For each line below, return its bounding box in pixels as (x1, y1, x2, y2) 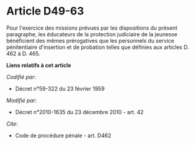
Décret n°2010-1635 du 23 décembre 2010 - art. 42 (15, 108, 144, 115)
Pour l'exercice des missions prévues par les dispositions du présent (6, 24, 177, 31)
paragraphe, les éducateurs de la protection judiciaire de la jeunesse (6, 30, 177, 37)
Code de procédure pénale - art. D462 (15, 132, 111, 139)
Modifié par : (6, 97, 38, 104)
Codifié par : (6, 73, 36, 80)
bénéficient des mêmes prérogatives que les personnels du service (6, 37, 174, 44)
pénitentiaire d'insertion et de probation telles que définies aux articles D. (6, 43, 189, 51)
